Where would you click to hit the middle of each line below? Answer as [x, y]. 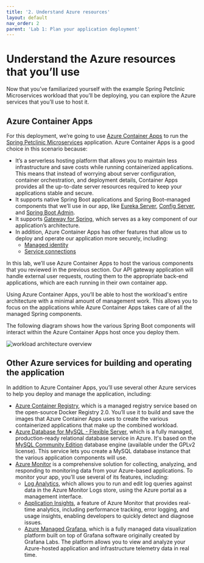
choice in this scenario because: [47, 149]
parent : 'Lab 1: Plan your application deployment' [73, 29]
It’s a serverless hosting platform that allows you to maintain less [96, 160]
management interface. [54, 496]
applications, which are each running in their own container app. [87, 282]
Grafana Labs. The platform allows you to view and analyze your [105, 542]
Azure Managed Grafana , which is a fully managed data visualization [110, 529]
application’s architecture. [47, 225]
